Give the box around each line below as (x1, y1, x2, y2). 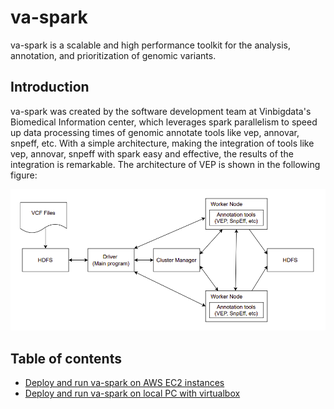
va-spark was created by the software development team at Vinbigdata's (10, 105, 312, 117)
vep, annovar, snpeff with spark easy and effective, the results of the (10, 147, 294, 160)
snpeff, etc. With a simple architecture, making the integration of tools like (10, 137, 315, 149)
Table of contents (10, 350, 122, 367)
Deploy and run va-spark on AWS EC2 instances (24, 377, 225, 389)
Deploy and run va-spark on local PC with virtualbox (24, 387, 241, 400)
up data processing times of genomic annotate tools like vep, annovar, (10, 126, 300, 138)
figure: (10, 169, 38, 181)
